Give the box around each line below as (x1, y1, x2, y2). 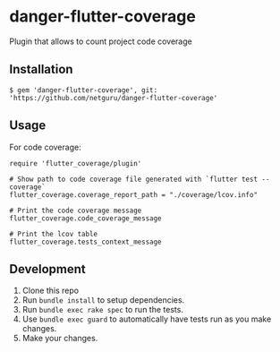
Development (9, 262, 87, 277)
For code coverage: (9, 142, 82, 152)
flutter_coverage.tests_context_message (9, 237, 163, 246)
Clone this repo (21, 285, 79, 296)
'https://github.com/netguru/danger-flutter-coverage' (9, 93, 218, 102)
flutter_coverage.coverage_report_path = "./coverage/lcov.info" (9, 190, 258, 199)
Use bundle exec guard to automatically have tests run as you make (21, 313, 272, 324)
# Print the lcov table (9, 229, 98, 238)
